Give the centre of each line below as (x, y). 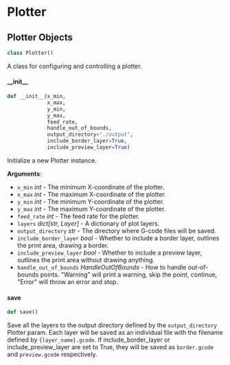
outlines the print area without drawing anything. (86, 260)
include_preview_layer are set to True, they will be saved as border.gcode (111, 347)
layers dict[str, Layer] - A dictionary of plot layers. (88, 223)
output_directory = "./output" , (90, 134)
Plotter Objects (40, 37)
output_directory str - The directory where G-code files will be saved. (116, 231)
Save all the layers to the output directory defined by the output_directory (112, 325)
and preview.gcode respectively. (52, 355)
